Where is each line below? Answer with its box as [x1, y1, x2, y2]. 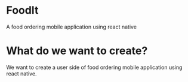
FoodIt [6, 4, 39, 17]
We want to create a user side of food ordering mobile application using [6, 64, 183, 71]
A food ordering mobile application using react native [6, 23, 137, 30]
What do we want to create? [6, 44, 148, 58]
